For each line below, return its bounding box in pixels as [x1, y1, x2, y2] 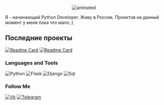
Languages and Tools [5, 59, 58, 66]
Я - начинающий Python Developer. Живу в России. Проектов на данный [5, 14, 160, 20]
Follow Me [5, 83, 31, 90]
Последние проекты [5, 34, 73, 42]
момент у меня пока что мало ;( [5, 20, 74, 25]
